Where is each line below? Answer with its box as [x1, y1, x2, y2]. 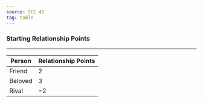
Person [10, 56, 31, 65]
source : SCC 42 [6, 8, 45, 15]
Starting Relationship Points [6, 35, 91, 43]
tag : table [6, 15, 34, 21]
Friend [9, 67, 28, 75]
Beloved [9, 76, 33, 85]
